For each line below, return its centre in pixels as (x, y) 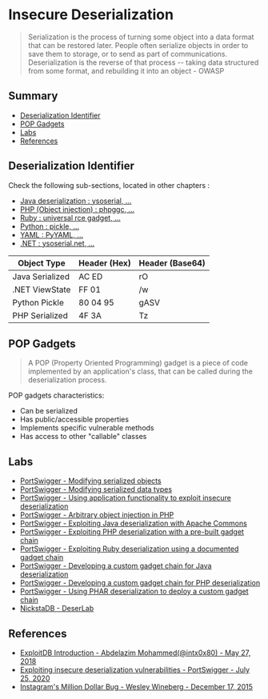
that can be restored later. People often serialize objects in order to (138, 45)
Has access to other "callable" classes (83, 437)
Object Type (41, 263)
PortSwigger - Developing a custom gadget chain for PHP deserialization (140, 583)
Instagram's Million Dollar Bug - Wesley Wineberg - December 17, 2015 (136, 687)
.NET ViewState (42, 290)
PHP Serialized (40, 315)
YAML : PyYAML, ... (52, 234)
